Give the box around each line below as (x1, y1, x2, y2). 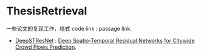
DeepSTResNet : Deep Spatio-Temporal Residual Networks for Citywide (15, 37, 196, 44)
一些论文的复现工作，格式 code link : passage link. (6, 25, 132, 32)
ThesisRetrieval (6, 4, 87, 18)
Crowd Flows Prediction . (15, 43, 77, 51)
